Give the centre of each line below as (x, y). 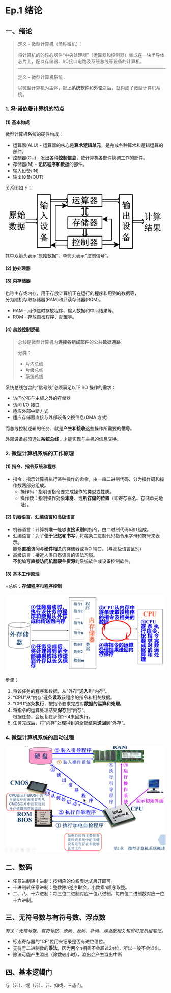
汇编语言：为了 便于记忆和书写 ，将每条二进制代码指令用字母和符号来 (84, 536)
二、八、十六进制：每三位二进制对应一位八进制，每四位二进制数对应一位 (88, 893)
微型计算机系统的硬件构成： (34, 134)
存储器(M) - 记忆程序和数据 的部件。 (50, 164)
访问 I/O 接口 (26, 405)
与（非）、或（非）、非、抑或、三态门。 (45, 985)
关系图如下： (19, 188)
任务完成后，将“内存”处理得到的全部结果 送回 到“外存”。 (70, 723)
